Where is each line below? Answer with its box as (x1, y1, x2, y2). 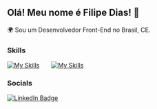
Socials (7, 79, 32, 88)
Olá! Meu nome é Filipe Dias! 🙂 (7, 7, 140, 19)
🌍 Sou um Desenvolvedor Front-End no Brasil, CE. (7, 26, 151, 34)
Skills (7, 46, 26, 55)
